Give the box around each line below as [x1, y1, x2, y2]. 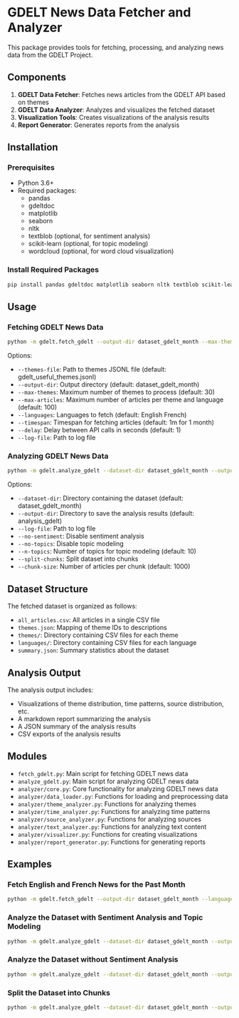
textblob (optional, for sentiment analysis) [28, 232, 151, 240]
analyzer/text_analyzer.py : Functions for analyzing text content [17, 822, 207, 831]
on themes [17, 98, 50, 106]
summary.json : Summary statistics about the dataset [17, 646, 169, 655]
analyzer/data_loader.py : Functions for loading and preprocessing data [17, 792, 229, 800]
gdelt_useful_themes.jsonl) [17, 372, 97, 382]
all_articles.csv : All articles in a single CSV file [17, 616, 160, 624]
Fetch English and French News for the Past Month [7, 880, 186, 890]
